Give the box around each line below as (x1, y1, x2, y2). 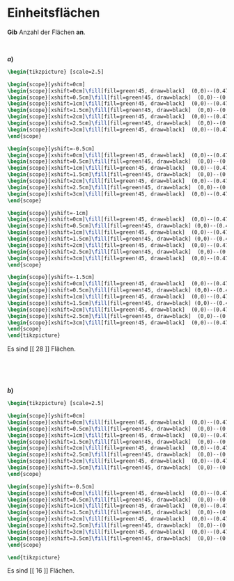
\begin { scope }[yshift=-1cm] (7, 209, 89, 216)
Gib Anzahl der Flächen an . (7, 28, 86, 36)
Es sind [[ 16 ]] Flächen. (7, 566, 75, 575)
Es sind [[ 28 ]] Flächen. (7, 344, 77, 353)
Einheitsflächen (7, 5, 100, 21)
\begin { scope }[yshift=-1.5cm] (7, 273, 95, 281)
